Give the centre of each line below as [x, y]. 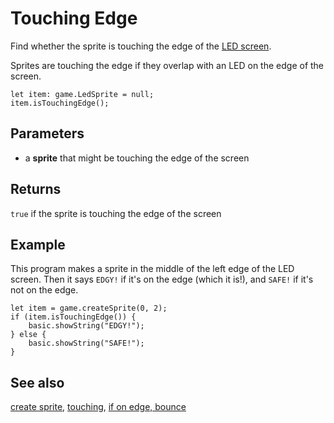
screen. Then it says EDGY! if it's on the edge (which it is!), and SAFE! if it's [162, 279]
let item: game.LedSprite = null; [82, 94]
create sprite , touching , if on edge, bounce [98, 407]
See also [37, 382]
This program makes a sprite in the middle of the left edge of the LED [152, 269]
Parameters [47, 133]
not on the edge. [44, 290]
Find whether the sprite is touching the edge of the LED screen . [141, 46]
